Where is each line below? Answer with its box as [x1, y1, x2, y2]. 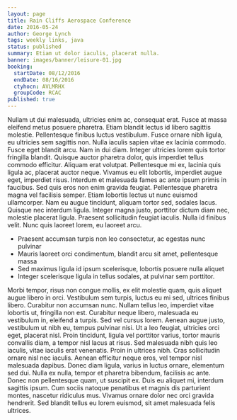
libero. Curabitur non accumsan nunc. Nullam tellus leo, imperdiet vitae [7, 301, 214, 309]
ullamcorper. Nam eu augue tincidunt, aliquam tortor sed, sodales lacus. [7, 198, 217, 206]
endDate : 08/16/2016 [13, 76, 74, 84]
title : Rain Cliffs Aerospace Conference [7, 17, 132, 24]
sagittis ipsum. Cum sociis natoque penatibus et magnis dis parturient [7, 384, 211, 392]
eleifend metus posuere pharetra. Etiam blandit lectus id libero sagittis [7, 123, 211, 131]
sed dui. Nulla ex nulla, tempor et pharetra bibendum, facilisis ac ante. [7, 369, 211, 377]
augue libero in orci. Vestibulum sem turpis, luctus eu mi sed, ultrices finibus [7, 293, 230, 302]
